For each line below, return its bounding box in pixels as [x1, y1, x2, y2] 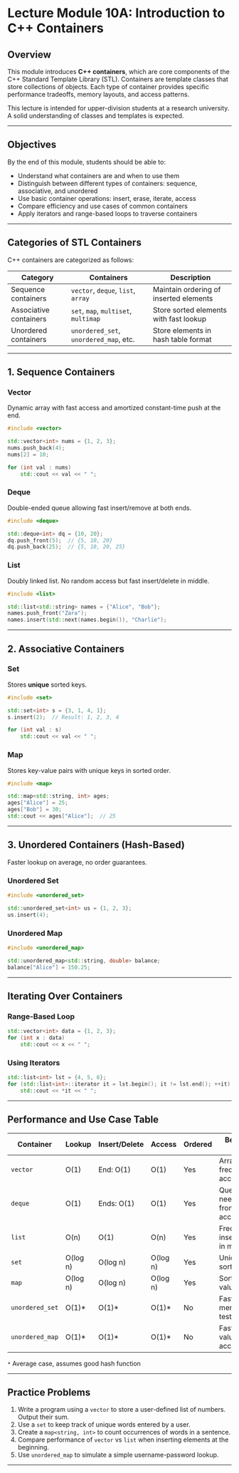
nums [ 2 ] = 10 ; [7, 451, 50, 458]
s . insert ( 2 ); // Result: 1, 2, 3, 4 [7, 714, 119, 721]
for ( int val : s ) [7, 727, 62, 734]
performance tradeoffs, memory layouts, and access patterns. [7, 90, 190, 98]
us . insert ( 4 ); [7, 911, 50, 918]
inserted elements [152, 293, 213, 303]
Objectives [7, 139, 57, 151]
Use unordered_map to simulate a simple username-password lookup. [17, 1451, 219, 1459]
